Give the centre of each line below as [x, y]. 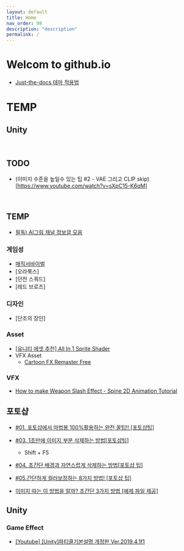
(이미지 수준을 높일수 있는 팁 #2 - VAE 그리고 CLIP [75, 179]
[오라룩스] [27, 271]
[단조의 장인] [30, 318]
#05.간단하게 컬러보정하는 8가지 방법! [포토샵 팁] [73, 478]
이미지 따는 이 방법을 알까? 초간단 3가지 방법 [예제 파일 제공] [87, 491]
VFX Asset [28, 355]
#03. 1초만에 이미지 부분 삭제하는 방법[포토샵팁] [72, 440]
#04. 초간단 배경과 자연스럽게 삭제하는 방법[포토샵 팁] [79, 465]
